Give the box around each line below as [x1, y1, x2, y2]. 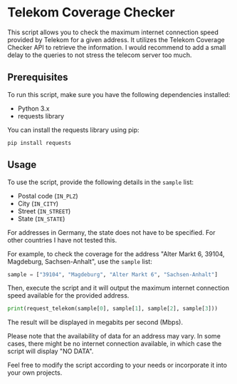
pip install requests [7, 139, 72, 146]
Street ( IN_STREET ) [17, 206, 71, 215]
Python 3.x [17, 104, 50, 113]
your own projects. [7, 368, 63, 377]
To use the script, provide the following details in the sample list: [7, 178, 194, 186]
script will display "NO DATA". [7, 347, 94, 355]
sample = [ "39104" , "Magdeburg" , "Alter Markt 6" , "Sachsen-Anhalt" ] [7, 271, 218, 278]
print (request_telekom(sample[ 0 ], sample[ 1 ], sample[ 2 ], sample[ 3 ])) [7, 305, 218, 313]
